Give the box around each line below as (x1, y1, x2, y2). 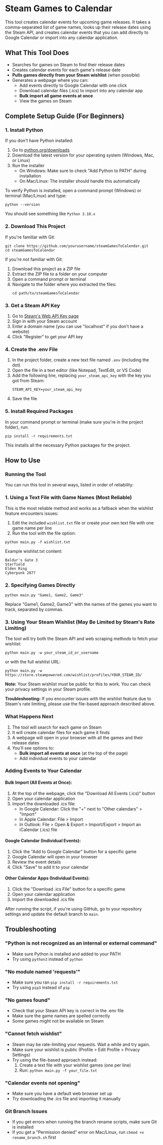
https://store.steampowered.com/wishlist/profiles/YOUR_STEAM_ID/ (5, 673, 142, 678)
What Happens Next (5, 713, 54, 720)
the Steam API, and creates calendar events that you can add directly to (5, 29, 149, 35)
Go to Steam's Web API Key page (12, 313, 79, 319)
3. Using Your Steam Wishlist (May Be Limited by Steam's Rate (5, 619, 155, 625)
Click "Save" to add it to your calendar (12, 864, 89, 870)
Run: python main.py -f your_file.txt (19, 1067, 98, 1073)
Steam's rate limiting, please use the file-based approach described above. (5, 701, 155, 707)
